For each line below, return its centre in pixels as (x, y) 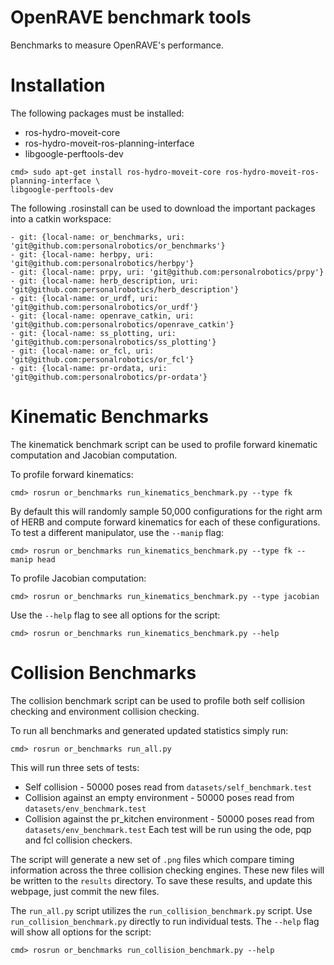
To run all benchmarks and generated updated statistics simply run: (149, 730)
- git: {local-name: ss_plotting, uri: (93, 333)
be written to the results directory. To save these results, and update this (161, 880)
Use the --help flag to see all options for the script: (115, 615)
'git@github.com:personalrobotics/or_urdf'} (104, 307)
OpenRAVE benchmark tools (131, 17)
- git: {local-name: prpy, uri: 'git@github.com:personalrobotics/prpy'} (167, 272)
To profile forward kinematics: (72, 474)
